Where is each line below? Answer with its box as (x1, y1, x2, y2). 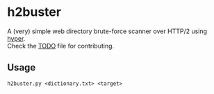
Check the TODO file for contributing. (7, 41, 115, 50)
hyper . (7, 34, 26, 42)
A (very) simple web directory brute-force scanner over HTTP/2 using (7, 27, 207, 35)
